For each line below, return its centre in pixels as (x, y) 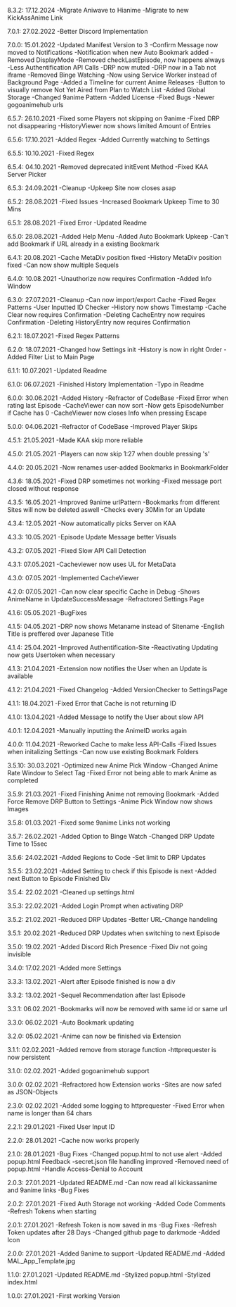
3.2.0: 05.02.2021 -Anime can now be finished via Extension (94, 1036)
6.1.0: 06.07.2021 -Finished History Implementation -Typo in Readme (106, 384)
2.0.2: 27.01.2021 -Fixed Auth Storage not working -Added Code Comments (117, 1204)
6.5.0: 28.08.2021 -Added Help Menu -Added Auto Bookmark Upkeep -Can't (118, 236)
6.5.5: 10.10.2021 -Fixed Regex (51, 153)
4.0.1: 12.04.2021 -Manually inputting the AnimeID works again (97, 731)
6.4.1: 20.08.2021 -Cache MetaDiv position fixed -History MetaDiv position (114, 257)
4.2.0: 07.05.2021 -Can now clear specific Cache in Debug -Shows (104, 592)
